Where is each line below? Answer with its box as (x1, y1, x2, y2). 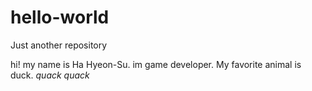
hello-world (10, 6, 110, 29)
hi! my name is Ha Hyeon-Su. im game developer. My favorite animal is (10, 58, 302, 70)
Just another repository (10, 39, 108, 51)
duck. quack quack (10, 69, 90, 81)
